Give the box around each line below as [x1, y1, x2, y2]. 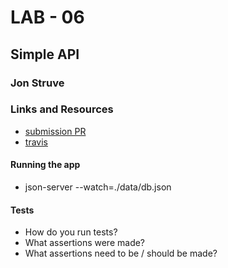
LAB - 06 [10, 6, 85, 29]
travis [24, 136, 48, 148]
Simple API [10, 46, 80, 63]
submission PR [24, 125, 87, 137]
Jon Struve [10, 76, 65, 90]
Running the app [10, 159, 81, 171]
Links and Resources [10, 102, 114, 116]
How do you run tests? [24, 226, 118, 238]
